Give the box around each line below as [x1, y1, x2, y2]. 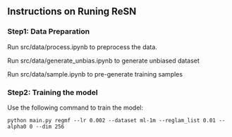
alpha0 [7, 123, 27, 130]
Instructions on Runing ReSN [7, 6, 137, 18]
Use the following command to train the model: [7, 103, 144, 112]
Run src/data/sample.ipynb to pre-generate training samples [7, 70, 183, 78]
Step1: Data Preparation [7, 27, 90, 37]
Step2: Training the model [7, 87, 98, 97]
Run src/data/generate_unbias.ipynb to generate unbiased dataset [7, 56, 200, 65]
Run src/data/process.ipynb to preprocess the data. [7, 42, 157, 51]
